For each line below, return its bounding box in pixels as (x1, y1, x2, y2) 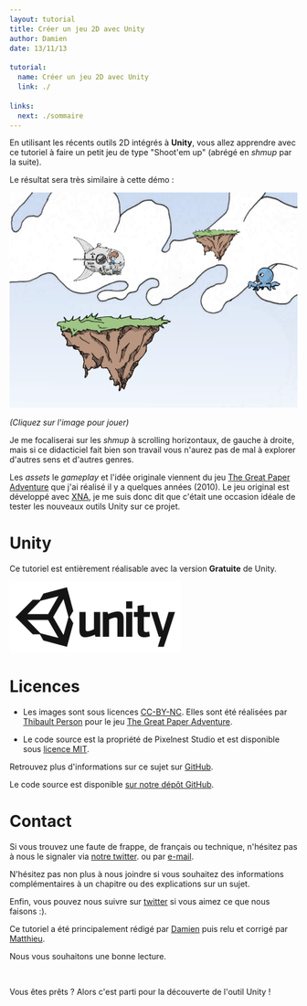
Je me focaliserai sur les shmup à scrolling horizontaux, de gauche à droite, (9, 434, 295, 445)
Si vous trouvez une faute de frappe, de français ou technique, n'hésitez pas (9, 841, 298, 852)
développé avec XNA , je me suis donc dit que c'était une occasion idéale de (9, 491, 296, 502)
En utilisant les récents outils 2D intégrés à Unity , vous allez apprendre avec (9, 137, 297, 148)
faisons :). (9, 905, 48, 916)
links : (9, 101, 35, 111)
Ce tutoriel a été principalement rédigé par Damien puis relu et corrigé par (9, 923, 289, 934)
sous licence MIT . (22, 743, 90, 754)
